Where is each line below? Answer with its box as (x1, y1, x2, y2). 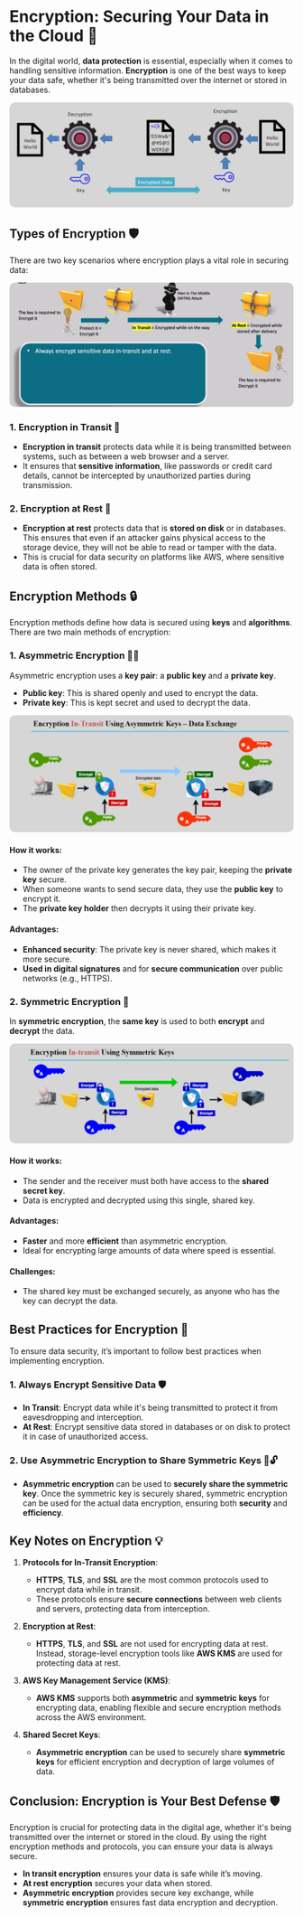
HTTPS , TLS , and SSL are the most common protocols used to (35, 1574, 269, 1585)
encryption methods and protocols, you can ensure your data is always (9, 1841, 273, 1852)
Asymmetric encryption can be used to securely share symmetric (35, 1747, 286, 1758)
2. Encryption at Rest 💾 (9, 503, 111, 515)
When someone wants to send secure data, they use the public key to (22, 884, 284, 895)
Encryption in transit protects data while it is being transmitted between (22, 441, 291, 453)
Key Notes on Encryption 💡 (9, 1534, 164, 1548)
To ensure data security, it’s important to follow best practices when (9, 1346, 262, 1357)
